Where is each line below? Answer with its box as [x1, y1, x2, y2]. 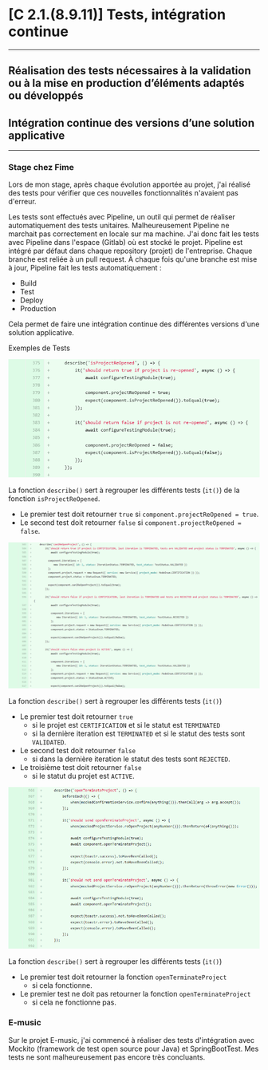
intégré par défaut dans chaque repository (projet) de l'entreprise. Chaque [8, 246, 253, 256]
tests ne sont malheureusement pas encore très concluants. [8, 1052, 206, 1062]
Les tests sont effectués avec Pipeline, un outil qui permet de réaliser [8, 212, 235, 222]
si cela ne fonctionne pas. [31, 997, 117, 1007]
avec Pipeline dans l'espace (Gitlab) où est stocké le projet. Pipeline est [8, 238, 243, 247]
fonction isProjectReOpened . [8, 493, 100, 503]
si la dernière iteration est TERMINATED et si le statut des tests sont [31, 728, 246, 739]
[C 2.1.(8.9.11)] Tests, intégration [8, 6, 226, 24]
